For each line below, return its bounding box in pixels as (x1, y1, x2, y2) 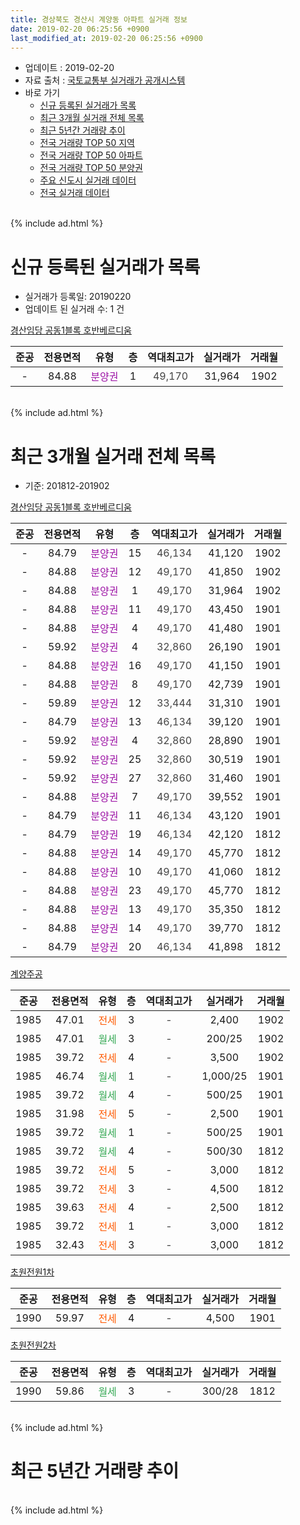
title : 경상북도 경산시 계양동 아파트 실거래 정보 (10, 14, 188, 25)
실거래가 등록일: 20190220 (24, 291, 132, 303)
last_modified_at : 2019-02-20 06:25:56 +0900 (10, 33, 203, 43)
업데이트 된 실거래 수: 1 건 (24, 303, 125, 315)
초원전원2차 (10, 1339, 57, 1351)
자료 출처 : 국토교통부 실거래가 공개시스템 (24, 74, 186, 86)
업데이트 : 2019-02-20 (24, 62, 115, 74)
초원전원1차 (10, 1266, 55, 1278)
